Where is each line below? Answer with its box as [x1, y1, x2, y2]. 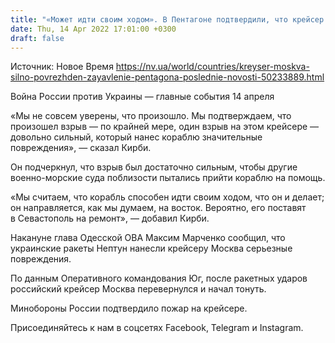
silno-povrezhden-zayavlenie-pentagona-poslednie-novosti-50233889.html [10, 71, 325, 83]
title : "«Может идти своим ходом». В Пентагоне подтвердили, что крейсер [10, 14, 325, 25]
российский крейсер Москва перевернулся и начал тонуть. [10, 283, 267, 295]
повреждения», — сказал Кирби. [10, 142, 152, 154]
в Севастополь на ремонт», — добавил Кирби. [10, 212, 210, 225]
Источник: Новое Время [10, 61, 114, 73]
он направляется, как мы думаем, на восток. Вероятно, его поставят [10, 202, 307, 214]
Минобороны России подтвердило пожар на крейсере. [10, 302, 248, 315]
